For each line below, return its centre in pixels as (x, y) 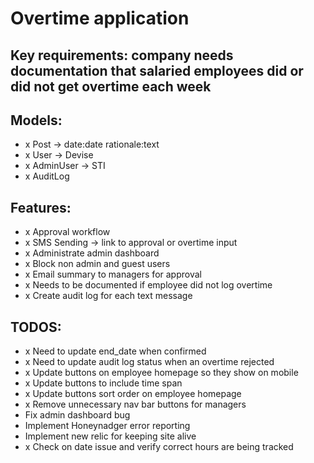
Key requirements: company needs (122, 55)
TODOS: (36, 327)
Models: (36, 120)
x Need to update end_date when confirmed (115, 351)
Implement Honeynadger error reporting (107, 426)
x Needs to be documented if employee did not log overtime (148, 285)
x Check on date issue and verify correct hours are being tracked (159, 447)
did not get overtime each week (111, 86)
